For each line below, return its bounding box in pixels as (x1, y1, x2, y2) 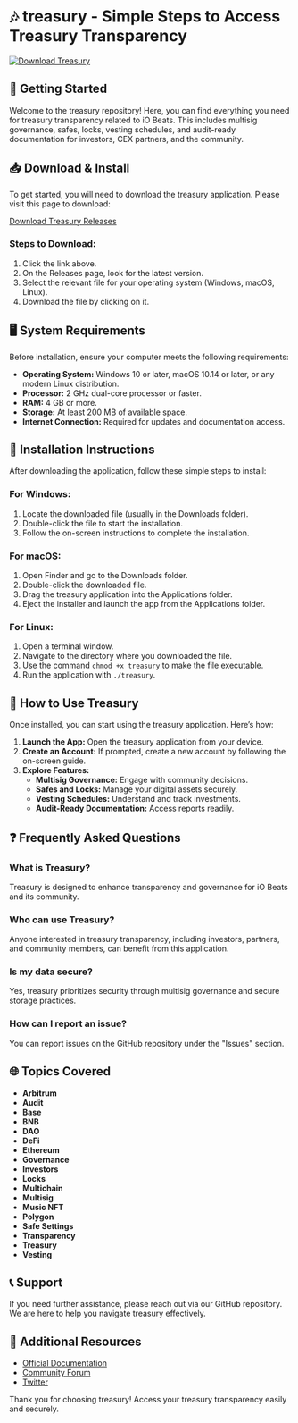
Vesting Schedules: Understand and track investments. (35, 794, 241, 804)
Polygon (21, 1211, 54, 1222)
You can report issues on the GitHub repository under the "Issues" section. (9, 1038, 285, 1048)
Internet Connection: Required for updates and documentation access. (21, 416, 286, 426)
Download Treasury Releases (9, 215, 118, 226)
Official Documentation (21, 1358, 107, 1368)
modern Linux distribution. (21, 378, 120, 389)
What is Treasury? (9, 861, 91, 873)
